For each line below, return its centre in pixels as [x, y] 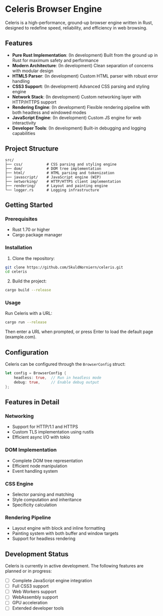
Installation [19, 248]
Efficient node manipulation [40, 466]
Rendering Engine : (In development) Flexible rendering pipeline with [81, 107]
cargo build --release [28, 290]
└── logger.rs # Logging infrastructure [52, 190]
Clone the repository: [33, 258]
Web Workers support [34, 591]
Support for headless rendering [44, 539]
